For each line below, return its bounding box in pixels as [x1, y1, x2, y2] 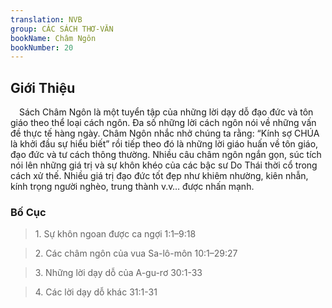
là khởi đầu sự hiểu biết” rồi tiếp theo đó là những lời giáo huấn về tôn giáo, [10, 138, 319, 150]
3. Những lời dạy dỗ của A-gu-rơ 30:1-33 [34, 267, 203, 279]
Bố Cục [10, 205, 47, 219]
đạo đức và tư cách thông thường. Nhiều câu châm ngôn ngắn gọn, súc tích [10, 149, 322, 161]
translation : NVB [10, 14, 83, 25]
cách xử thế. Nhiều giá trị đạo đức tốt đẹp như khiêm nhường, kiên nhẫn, [10, 170, 309, 182]
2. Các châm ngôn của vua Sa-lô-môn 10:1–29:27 [34, 247, 238, 260]
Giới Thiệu [10, 79, 76, 96]
